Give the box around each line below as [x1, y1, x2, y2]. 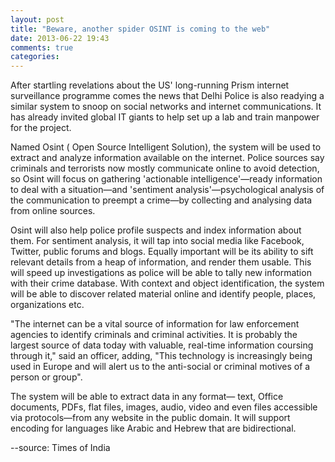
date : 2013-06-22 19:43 [10, 33, 110, 43]
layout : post [10, 14, 65, 25]
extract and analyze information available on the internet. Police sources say [10, 152, 325, 164]
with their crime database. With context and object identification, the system [10, 277, 325, 290]
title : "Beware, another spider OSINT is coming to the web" [10, 24, 271, 34]
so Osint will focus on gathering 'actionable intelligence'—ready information [10, 173, 323, 185]
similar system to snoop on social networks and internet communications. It [10, 101, 322, 113]
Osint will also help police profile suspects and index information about [10, 224, 302, 236]
